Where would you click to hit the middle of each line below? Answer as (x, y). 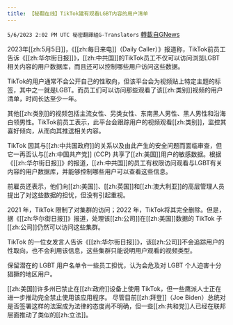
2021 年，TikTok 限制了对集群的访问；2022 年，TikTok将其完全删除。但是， (116, 210)
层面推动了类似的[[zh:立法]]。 (50, 315)
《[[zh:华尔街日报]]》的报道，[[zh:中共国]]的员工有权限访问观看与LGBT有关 (115, 162)
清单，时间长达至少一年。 (44, 99)
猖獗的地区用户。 (32, 274)
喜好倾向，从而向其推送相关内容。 (56, 131)
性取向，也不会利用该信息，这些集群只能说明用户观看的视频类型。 (102, 250)
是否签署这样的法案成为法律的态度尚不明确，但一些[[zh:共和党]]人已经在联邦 (116, 306)
